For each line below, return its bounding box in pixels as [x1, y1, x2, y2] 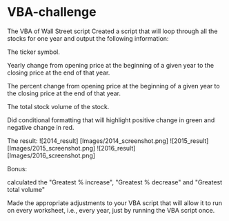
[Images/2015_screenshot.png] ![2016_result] [7, 144, 136, 152]
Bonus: [7, 164, 28, 173]
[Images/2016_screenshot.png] [7, 151, 95, 160]
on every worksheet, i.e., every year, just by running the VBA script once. [7, 206, 215, 214]
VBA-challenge [7, 4, 97, 20]
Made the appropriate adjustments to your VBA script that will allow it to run [7, 198, 223, 207]
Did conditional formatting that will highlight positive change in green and [7, 115, 215, 124]
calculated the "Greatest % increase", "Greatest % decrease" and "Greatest [7, 177, 223, 186]
